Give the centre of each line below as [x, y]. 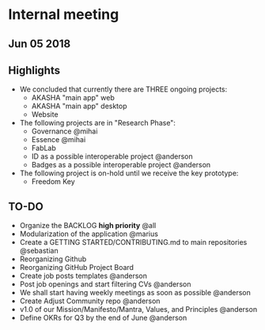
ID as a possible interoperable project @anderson [112, 156]
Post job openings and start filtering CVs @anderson [105, 284]
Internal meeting [64, 15]
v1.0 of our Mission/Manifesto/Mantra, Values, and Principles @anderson [138, 309]
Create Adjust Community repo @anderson [90, 301]
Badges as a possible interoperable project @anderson [121, 165]
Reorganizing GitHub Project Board [77, 268]
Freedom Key [53, 182]
